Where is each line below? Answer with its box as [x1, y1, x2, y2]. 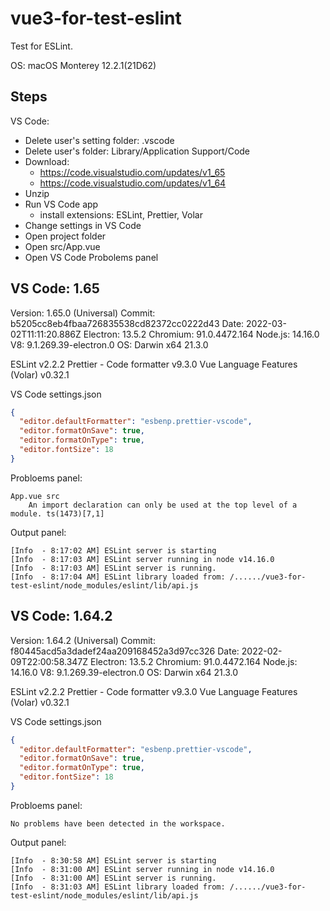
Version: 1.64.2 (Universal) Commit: [10, 634, 156, 646]
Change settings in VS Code [24, 219, 142, 231]
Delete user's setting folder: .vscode [24, 134, 175, 146]
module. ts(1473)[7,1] [10, 508, 105, 519]
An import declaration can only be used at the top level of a [28, 500, 298, 510]
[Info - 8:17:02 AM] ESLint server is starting [10, 545, 217, 556]
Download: [24, 155, 70, 167]
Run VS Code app [24, 198, 99, 210]
